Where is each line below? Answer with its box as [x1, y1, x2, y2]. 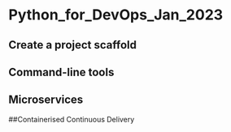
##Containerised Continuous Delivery [8, 114, 135, 124]
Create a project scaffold [8, 38, 137, 52]
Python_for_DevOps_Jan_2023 [8, 6, 224, 24]
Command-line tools [8, 65, 115, 79]
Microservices [8, 93, 84, 107]
